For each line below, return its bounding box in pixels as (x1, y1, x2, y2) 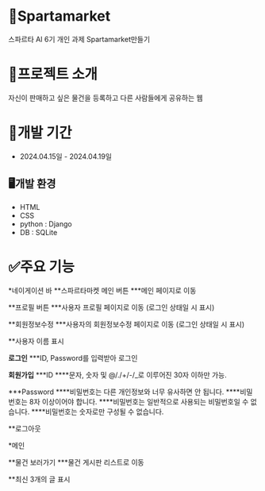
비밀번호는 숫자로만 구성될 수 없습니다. (44, 407, 164, 416)
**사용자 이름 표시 (8, 336, 65, 346)
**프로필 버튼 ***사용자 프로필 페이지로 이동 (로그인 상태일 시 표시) (8, 302, 215, 312)
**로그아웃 (8, 423, 41, 433)
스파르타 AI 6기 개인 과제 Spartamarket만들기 (8, 34, 151, 44)
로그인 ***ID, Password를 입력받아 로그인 (8, 353, 138, 362)
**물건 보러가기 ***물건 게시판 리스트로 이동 (8, 457, 144, 467)
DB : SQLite (19, 227, 58, 237)
